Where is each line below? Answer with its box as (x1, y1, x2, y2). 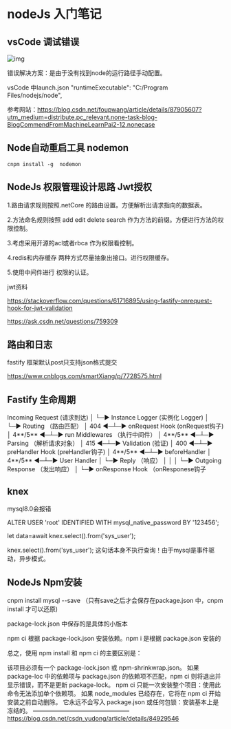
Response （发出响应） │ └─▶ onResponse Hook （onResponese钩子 (7, 465, 206, 473)
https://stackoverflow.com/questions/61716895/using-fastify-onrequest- (7, 296, 212, 305)
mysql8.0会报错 (7, 504, 52, 513)
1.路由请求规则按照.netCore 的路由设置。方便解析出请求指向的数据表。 (7, 201, 206, 209)
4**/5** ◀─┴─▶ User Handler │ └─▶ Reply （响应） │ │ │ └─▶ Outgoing (7, 456, 222, 465)
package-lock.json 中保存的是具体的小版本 (7, 619, 129, 628)
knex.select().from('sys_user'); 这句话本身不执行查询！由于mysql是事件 (7, 546, 209, 555)
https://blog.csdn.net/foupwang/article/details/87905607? (37, 105, 202, 114)
